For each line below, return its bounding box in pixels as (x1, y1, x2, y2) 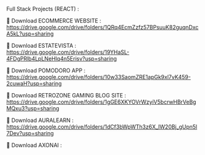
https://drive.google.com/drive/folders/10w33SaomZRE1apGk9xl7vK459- (6, 74, 191, 80)
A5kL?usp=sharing (6, 30, 54, 37)
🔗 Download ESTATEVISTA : (6, 42, 76, 49)
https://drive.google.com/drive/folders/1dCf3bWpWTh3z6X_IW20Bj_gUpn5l (6, 123, 198, 130)
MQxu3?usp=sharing (6, 105, 59, 112)
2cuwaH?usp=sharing (6, 80, 62, 87)
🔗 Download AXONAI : (6, 142, 62, 149)
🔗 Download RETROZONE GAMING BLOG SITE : (6, 92, 127, 99)
